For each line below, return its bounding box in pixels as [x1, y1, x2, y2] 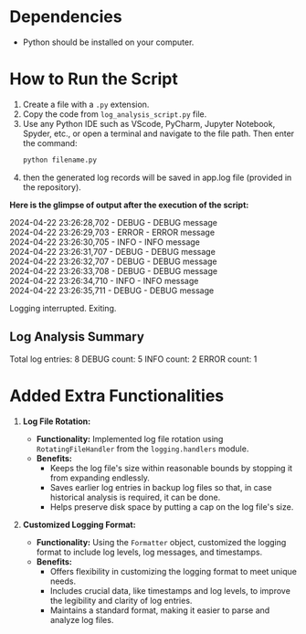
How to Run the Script [9, 69, 178, 90]
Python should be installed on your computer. [22, 37, 195, 48]
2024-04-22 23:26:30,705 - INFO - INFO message [9, 236, 201, 248]
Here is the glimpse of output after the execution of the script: [9, 199, 249, 210]
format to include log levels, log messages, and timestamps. [36, 546, 263, 557]
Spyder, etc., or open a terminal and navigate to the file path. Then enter [22, 128, 295, 139]
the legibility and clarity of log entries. [49, 595, 193, 606]
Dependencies [9, 6, 122, 27]
